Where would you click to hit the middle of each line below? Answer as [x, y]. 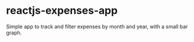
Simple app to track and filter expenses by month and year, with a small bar [97, 26]
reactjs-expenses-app [62, 11]
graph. [14, 32]
